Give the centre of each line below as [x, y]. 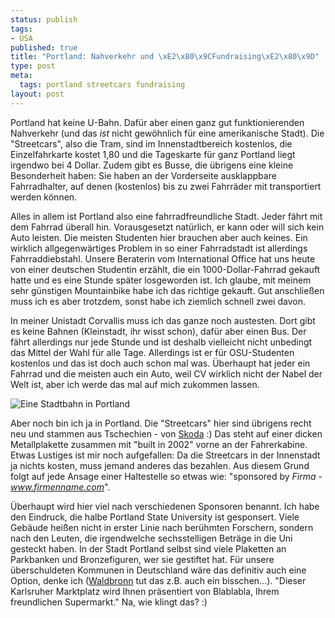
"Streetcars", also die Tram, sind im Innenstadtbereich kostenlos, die [151, 143]
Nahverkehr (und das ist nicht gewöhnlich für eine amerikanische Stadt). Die [167, 133]
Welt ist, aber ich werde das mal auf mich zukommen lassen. [135, 384]
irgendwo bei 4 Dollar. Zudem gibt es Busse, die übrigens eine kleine [152, 165]
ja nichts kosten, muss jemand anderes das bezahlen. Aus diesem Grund [160, 465]
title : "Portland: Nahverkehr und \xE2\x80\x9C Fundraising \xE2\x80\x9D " [165, 57]
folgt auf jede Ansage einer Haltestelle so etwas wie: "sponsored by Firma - [166, 476]
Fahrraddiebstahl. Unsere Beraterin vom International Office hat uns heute [163, 258]
